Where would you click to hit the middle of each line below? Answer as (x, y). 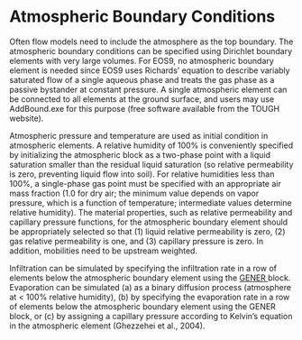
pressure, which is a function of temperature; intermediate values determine (151, 202)
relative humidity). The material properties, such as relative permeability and (151, 212)
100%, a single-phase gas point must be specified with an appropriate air (145, 183)
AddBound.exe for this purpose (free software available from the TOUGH (145, 108)
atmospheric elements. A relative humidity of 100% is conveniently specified (151, 145)
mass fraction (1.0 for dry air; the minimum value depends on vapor (134, 193)
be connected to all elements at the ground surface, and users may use (142, 99)
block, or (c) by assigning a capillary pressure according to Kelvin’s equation (151, 316)
